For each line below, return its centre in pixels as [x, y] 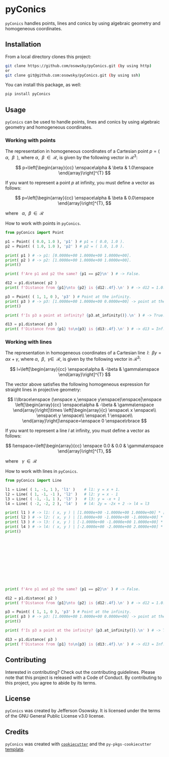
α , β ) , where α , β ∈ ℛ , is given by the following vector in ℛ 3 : [71, 157]
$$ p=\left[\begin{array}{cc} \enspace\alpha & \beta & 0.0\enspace [84, 198]
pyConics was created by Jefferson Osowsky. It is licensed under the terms [83, 711]
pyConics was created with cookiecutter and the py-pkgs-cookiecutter [78, 744]
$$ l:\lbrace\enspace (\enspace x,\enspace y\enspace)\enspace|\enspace [84, 400]
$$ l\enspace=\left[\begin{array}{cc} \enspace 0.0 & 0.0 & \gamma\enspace [84, 446]
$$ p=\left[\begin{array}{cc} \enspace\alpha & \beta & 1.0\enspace [84, 168]
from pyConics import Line [33, 481]
